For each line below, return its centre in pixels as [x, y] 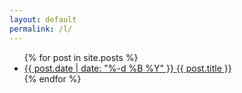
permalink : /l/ [41, 29]
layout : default [43, 19]
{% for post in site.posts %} [81, 57]
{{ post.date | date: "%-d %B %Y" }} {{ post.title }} [127, 68]
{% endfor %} [52, 78]
